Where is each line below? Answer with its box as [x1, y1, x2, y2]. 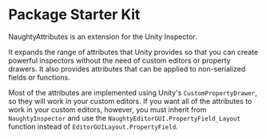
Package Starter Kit [8, 6, 141, 24]
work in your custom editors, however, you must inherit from [8, 105, 207, 114]
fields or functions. [8, 72, 70, 82]
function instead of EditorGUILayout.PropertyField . [8, 122, 178, 131]
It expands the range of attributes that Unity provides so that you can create [8, 47, 259, 56]
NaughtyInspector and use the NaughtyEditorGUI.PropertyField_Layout [8, 113, 241, 122]
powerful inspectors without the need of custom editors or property [8, 56, 231, 65]
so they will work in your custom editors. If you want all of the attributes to [8, 96, 252, 106]
